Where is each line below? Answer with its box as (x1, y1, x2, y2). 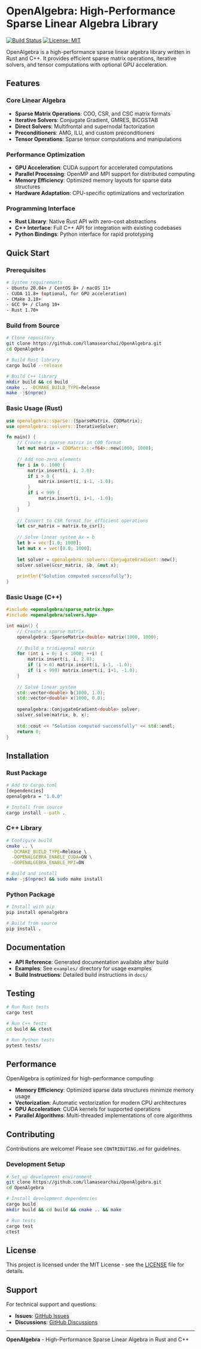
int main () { (6, 623, 39, 629)
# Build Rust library (6, 357, 60, 363)
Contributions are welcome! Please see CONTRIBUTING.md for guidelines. (6, 1145, 181, 1153)
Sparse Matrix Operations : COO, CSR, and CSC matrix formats (14, 110, 171, 117)
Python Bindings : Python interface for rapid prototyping (14, 230, 154, 238)
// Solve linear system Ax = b (17, 534, 95, 540)
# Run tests (6, 1217, 36, 1223)
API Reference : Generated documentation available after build (14, 958, 169, 965)
